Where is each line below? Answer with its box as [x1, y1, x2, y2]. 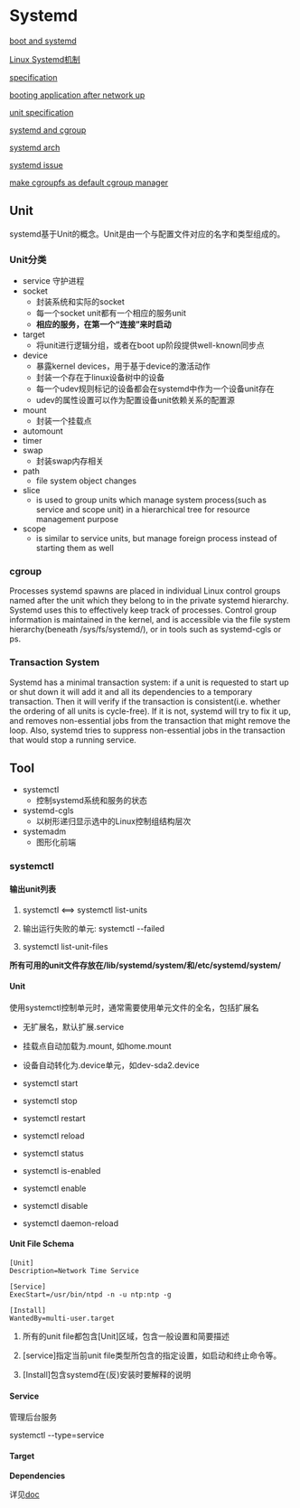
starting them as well [35, 543, 115, 554]
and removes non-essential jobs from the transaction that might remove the [9, 715, 291, 726]
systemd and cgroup [9, 124, 87, 136]
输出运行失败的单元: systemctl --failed [22, 923, 165, 933]
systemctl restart [22, 1112, 86, 1123]
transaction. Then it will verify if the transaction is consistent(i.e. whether [9, 696, 281, 707]
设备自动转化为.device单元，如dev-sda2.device [22, 1059, 201, 1071]
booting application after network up [9, 89, 145, 100]
